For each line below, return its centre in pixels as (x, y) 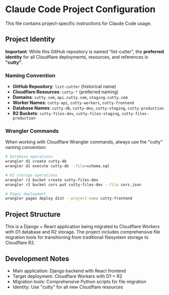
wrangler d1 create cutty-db (36, 161)
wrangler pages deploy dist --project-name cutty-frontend (69, 199)
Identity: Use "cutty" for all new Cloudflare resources (68, 287)
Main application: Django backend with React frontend (69, 271)
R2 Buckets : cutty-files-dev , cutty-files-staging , (66, 114)
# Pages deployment (26, 194)
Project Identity (30, 39)
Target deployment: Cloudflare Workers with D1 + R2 (67, 276)
